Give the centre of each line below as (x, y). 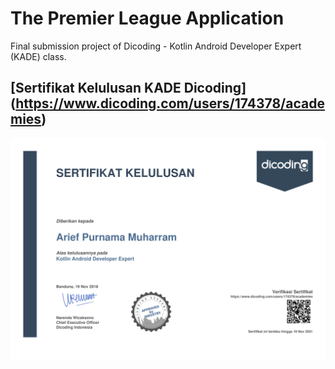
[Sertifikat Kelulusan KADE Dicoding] (128, 88)
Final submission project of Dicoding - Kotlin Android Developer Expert (156, 46)
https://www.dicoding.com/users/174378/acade (170, 103)
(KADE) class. (38, 56)
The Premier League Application (147, 18)
